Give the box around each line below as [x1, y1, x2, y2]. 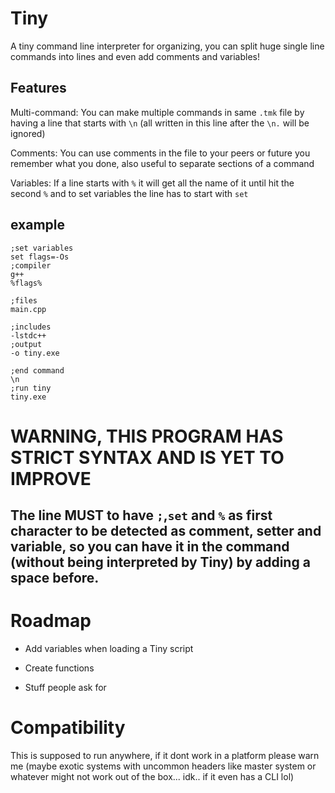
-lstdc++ [10, 330, 47, 341]
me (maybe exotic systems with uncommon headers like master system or [10, 760, 317, 772]
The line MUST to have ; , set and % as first [10, 507, 273, 524]
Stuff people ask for [24, 682, 107, 694]
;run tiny [10, 383, 52, 393]
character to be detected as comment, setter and [10, 523, 322, 540]
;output [10, 339, 43, 349]
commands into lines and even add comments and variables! [10, 50, 260, 62]
